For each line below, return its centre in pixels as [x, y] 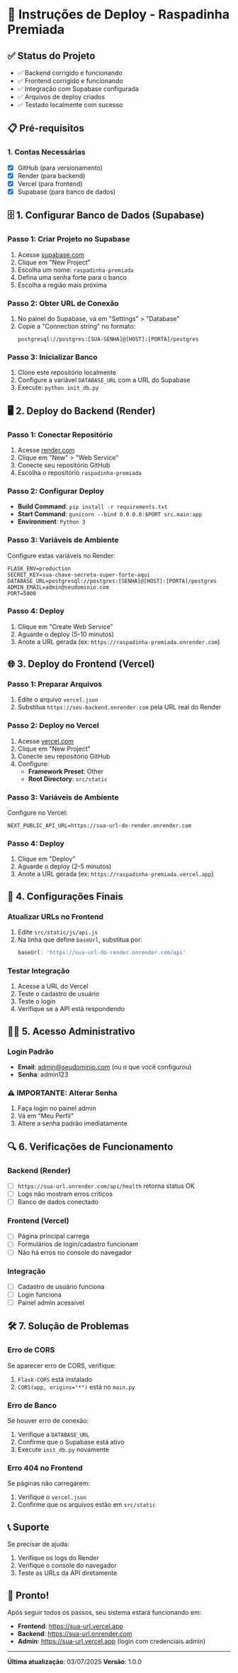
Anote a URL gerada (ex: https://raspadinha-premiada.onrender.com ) [119, 641]
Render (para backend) [51, 175]
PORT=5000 [22, 593]
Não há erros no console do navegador [75, 1252]
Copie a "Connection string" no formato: [76, 326]
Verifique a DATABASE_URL [53, 1434]
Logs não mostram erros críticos [65, 1194]
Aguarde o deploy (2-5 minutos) [64, 866]
